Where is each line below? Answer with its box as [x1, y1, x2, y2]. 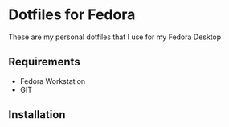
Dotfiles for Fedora [8, 6, 136, 24]
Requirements [8, 55, 80, 69]
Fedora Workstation [19, 76, 86, 85]
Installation [8, 108, 66, 121]
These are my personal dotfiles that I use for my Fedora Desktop [8, 32, 222, 42]
